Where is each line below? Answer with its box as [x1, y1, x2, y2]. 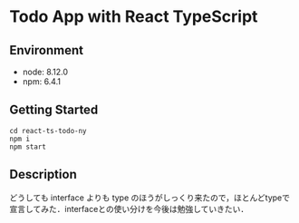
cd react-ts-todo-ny [9, 126, 88, 135]
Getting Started [9, 102, 99, 118]
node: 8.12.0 [22, 66, 69, 77]
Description [9, 167, 77, 182]
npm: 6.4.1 [22, 76, 62, 87]
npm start [9, 142, 47, 151]
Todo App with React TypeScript [9, 6, 258, 27]
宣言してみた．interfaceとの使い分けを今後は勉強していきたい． [9, 203, 249, 214]
